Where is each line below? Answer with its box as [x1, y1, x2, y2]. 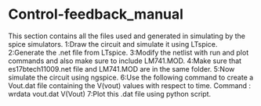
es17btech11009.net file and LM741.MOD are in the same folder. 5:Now [8, 64, 235, 73]
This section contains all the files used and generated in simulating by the [8, 31, 245, 41]
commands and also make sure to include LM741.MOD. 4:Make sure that [8, 56, 241, 65]
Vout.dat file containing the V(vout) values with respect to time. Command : [8, 80, 252, 90]
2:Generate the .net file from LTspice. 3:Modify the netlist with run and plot [8, 48, 249, 57]
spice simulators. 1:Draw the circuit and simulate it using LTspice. [8, 39, 218, 48]
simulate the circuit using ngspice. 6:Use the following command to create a [8, 72, 254, 82]
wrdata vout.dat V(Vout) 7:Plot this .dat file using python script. [8, 89, 212, 98]
